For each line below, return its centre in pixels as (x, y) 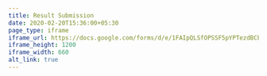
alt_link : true (33, 60)
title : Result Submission (51, 15)
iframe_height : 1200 (43, 45)
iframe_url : (28, 38)
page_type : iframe (39, 30)
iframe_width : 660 (39, 52)
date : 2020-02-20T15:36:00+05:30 (64, 23)
